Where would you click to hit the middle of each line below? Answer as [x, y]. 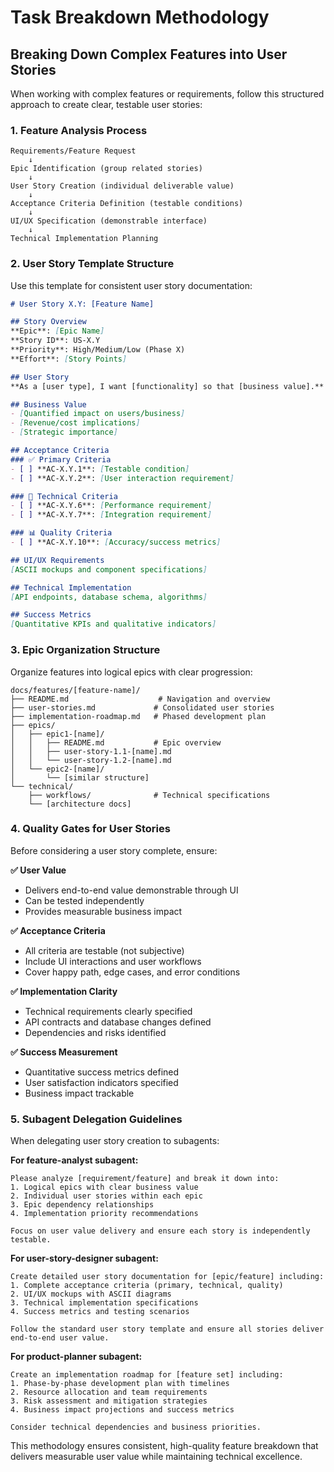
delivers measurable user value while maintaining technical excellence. [156, 1457]
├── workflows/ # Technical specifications [149, 795]
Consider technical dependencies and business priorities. [136, 1427]
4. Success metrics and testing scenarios [100, 1312]
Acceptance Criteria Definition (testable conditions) [127, 204]
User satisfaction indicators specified [101, 1082]
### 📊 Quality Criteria [61, 533]
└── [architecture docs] [80, 804]
